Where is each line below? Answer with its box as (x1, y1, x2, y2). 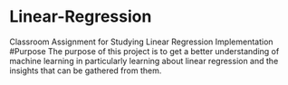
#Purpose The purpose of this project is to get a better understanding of (9, 45, 280, 56)
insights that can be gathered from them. (9, 65, 162, 76)
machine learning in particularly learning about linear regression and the (9, 55, 279, 66)
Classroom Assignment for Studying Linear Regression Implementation (9, 36, 274, 47)
